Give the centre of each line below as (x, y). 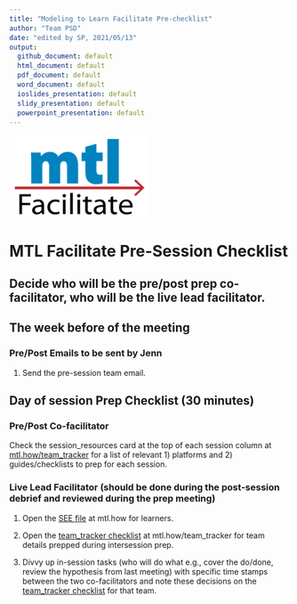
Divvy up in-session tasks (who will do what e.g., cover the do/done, (148, 562)
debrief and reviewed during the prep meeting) (112, 499)
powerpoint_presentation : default (81, 113)
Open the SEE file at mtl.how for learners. (98, 518)
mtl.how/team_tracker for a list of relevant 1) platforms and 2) (121, 455)
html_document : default (61, 66)
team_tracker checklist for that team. (89, 590)
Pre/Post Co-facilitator (59, 426)
